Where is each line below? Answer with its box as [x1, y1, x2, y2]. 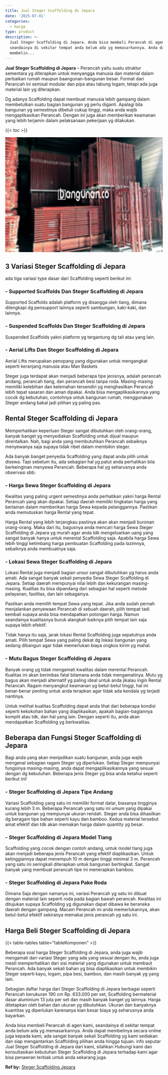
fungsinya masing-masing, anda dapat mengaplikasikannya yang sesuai [5, 765, 153, 771]
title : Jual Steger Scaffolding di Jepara [5, 8, 95, 13]
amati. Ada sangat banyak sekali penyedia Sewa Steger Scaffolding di [5, 575, 149, 581]
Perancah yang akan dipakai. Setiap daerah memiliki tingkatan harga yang [5, 498, 157, 504]
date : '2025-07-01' [5, 13, 46, 19]
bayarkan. [5, 1013, 26, 1019]
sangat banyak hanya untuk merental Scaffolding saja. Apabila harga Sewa [5, 535, 159, 541]
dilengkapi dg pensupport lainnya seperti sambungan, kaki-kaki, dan [5, 304, 146, 311]
